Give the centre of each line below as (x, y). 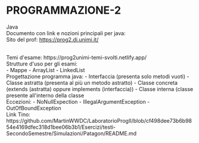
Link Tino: (18, 114)
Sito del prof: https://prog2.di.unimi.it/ (52, 39)
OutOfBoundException (34, 108)
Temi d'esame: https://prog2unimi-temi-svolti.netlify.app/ (77, 57)
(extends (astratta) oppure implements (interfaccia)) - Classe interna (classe (100, 89)
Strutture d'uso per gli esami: (42, 64)
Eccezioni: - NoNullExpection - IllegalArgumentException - (78, 101)
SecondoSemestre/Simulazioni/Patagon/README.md (71, 133)
